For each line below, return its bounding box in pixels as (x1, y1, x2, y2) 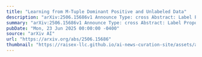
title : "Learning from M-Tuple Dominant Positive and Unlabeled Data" (6, 8, 187, 15)
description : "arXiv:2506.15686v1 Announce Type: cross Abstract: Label (6, 14, 192, 20)
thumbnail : (6, 42, 34, 48)
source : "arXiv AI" (6, 31, 55, 37)
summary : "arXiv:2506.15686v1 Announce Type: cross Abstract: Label (6, 20, 182, 26)
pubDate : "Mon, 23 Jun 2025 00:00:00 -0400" (6, 25, 120, 31)
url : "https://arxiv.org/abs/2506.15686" (6, 36, 112, 42)
